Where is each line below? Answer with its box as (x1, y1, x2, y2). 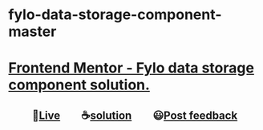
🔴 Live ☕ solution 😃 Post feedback (31, 108, 238, 122)
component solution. (8, 76, 151, 94)
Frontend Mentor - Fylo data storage (8, 59, 255, 77)
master (8, 22, 57, 41)
